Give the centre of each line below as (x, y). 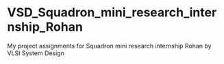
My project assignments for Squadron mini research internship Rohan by (109, 46)
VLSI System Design (36, 53)
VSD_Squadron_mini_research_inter (112, 13)
